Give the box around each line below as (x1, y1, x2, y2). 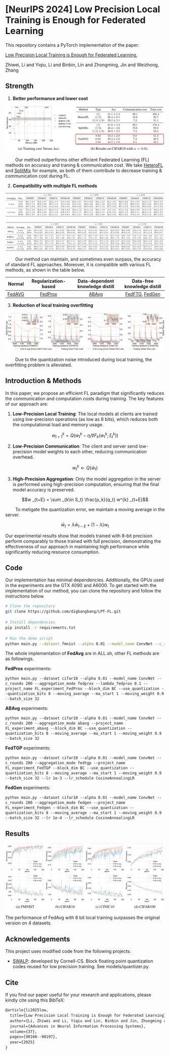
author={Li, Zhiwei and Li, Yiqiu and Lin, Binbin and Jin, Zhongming (10, 1018, 162, 1023)
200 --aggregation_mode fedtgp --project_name (25, 761, 125, 766)
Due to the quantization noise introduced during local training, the (15, 357, 152, 363)
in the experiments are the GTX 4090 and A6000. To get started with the (5, 582, 157, 588)
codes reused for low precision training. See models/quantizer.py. (12, 964, 150, 970)
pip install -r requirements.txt (5, 625, 76, 630)
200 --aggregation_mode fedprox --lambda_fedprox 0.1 (25, 681, 142, 687)
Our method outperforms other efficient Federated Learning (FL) (15, 157, 150, 163)
